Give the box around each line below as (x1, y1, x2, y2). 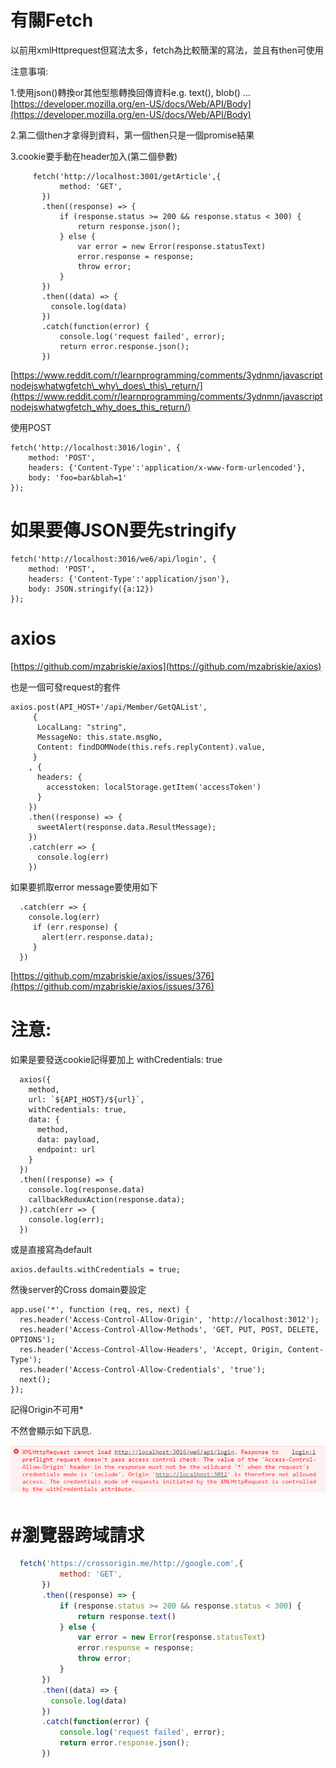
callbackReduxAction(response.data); (28, 1194, 186, 1205)
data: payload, (36, 1134, 101, 1145)
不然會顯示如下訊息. (10, 1424, 93, 1436)
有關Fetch (10, 9, 94, 32)
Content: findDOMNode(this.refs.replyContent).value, (36, 742, 267, 752)
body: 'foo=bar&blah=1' (28, 472, 128, 483)
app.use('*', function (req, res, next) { (10, 1304, 190, 1315)
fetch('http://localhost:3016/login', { (10, 442, 182, 453)
